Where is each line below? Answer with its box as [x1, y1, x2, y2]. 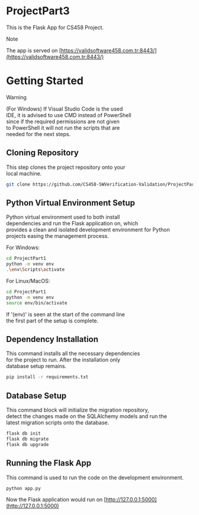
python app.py [6, 485, 41, 491]
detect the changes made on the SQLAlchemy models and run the [6, 413, 168, 420]
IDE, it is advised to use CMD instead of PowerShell [6, 111, 131, 118]
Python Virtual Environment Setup [6, 197, 135, 208]
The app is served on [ [6, 46, 62, 54]
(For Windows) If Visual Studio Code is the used [6, 105, 123, 112]
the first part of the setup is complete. [6, 317, 99, 324]
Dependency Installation [6, 334, 99, 344]
